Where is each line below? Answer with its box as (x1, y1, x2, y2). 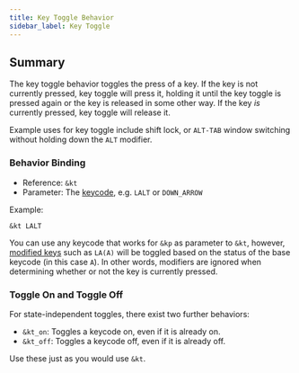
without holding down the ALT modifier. (9, 134, 153, 145)
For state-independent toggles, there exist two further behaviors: (9, 308, 250, 319)
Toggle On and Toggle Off (9, 289, 124, 301)
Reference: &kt (22, 177, 78, 188)
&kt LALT (9, 221, 42, 230)
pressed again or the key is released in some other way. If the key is (9, 98, 260, 109)
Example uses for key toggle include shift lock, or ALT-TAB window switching (9, 125, 291, 136)
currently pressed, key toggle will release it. (9, 107, 171, 118)
